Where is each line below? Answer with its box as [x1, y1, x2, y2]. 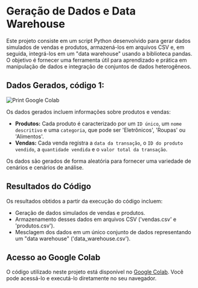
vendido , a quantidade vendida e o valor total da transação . [14, 145, 168, 152]
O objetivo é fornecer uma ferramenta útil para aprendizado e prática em [6, 56, 187, 64]
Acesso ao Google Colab [6, 252, 101, 263]
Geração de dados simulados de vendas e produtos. [14, 209, 145, 216]
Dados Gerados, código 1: [6, 80, 104, 91]
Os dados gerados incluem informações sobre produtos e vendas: [6, 108, 171, 116]
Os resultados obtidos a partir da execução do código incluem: [6, 197, 163, 205]
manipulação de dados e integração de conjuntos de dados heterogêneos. [6, 62, 192, 70]
